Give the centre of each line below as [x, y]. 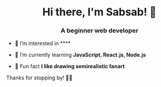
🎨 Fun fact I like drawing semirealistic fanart [70, 66]
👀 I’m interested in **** [43, 43]
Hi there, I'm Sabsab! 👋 [99, 12]
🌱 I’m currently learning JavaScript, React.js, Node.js [80, 55]
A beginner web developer [99, 31]
